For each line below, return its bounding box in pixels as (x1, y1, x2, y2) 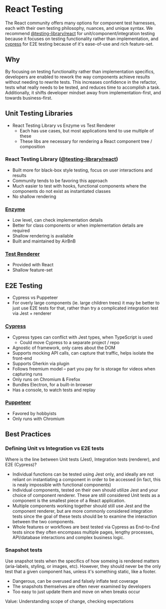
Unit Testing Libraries (5, 109, 73, 118)
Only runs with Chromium (12, 416, 64, 422)
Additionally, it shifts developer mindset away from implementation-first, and (5, 89, 161, 95)
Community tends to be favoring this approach (12, 178, 108, 183)
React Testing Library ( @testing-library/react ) (5, 156, 118, 163)
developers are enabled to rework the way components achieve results (5, 73, 150, 80)
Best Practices (5, 430, 51, 438)
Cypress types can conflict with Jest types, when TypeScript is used (12, 334, 153, 340)
